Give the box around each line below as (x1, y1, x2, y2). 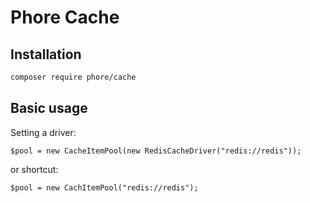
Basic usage (10, 100, 88, 117)
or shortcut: (10, 163, 59, 175)
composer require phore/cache (10, 72, 137, 82)
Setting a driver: (10, 126, 77, 138)
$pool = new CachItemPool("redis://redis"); (10, 182, 199, 193)
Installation (10, 46, 82, 63)
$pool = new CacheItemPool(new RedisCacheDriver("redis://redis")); (10, 146, 302, 156)
